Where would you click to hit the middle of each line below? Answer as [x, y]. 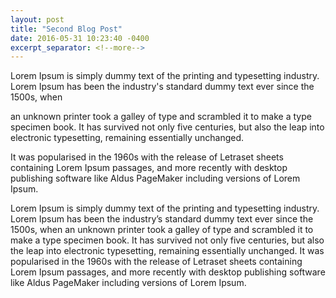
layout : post [37, 19]
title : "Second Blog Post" [66, 29]
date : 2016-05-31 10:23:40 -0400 [80, 38]
